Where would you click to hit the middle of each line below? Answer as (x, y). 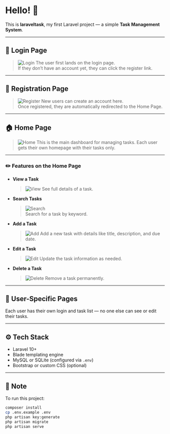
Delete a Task (27, 268)
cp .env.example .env (28, 412)
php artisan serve (25, 426)
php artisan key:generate (32, 417)
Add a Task (25, 224)
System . (14, 29)
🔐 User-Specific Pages (41, 299)
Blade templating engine (38, 355)
